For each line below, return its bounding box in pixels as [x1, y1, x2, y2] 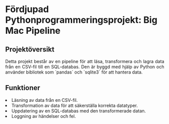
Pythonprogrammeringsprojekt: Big [5, 14, 158, 26]
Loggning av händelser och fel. [12, 113, 76, 119]
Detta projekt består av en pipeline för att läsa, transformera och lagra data [5, 58, 164, 64]
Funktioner [5, 84, 40, 92]
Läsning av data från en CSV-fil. [12, 97, 78, 103]
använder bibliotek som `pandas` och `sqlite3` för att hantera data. [5, 69, 143, 75]
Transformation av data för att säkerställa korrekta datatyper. [12, 102, 138, 108]
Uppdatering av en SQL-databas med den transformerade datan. [12, 107, 146, 114]
